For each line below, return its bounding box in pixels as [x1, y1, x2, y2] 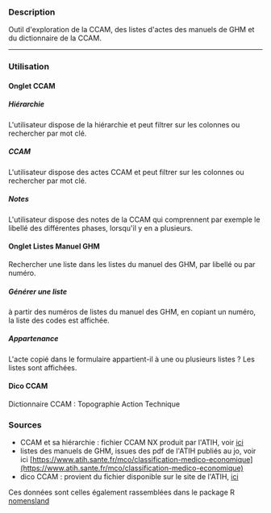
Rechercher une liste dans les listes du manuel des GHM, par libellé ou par [8, 259, 256, 269]
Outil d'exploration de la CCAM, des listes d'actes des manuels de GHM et [8, 25, 255, 35]
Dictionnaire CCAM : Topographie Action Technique [8, 399, 180, 409]
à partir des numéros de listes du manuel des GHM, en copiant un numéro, [8, 307, 256, 316]
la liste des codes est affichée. [8, 315, 110, 325]
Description [8, 6, 56, 18]
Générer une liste [8, 286, 68, 296]
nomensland [8, 496, 50, 506]
